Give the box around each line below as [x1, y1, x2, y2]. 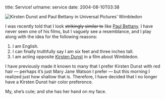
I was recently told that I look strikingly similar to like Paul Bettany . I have [5, 23, 153, 29]
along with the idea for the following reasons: [5, 34, 98, 39]
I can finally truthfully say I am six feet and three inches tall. [12, 49, 134, 54]
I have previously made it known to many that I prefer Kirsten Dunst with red [5, 64, 160, 69]
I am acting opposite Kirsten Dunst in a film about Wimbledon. [12, 54, 139, 60]
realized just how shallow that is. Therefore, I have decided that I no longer [5, 74, 158, 79]
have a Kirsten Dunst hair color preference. [5, 79, 93, 85]
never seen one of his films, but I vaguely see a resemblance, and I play [5, 29, 152, 34]
